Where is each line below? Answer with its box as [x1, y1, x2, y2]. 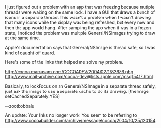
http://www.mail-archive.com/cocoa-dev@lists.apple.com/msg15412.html [5, 74, 153, 79]
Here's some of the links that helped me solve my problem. [5, 59, 123, 65]
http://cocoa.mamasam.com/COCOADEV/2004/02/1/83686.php [5, 69, 133, 74]
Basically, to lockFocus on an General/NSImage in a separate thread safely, [5, 83, 156, 89]
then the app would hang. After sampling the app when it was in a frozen [5, 25, 151, 31]
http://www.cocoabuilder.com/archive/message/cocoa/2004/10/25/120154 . [5, 118, 157, 123]
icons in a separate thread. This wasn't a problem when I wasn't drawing [5, 15, 151, 20]
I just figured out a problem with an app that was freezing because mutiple [5, 4, 155, 10]
